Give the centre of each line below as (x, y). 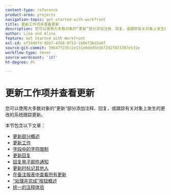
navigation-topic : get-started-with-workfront (55, 19)
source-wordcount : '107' (32, 57)
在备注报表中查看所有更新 (39, 175)
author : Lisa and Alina (31, 34)
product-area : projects (31, 15)
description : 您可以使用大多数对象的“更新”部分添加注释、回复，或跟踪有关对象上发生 (85, 29)
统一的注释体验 (28, 187)
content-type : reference (32, 10)
